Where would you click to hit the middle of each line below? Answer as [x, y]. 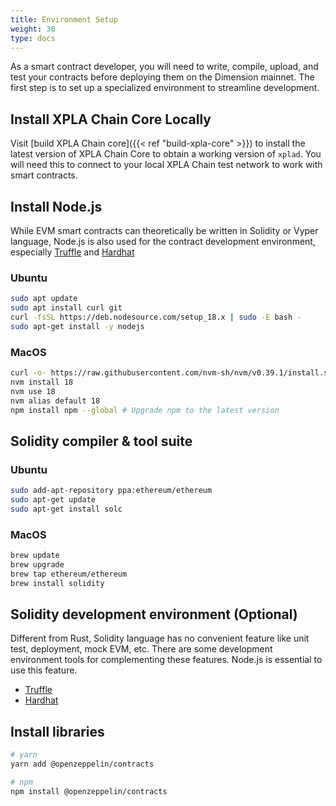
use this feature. [44, 670]
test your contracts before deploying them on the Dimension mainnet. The [162, 77]
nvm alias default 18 [55, 401]
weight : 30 [33, 29]
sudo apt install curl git [66, 308]
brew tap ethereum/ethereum [69, 574]
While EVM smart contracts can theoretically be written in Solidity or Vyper [164, 230]
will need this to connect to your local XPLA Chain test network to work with [166, 165]
